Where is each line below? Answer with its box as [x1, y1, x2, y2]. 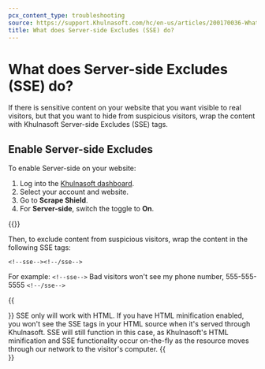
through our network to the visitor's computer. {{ [8, 345, 166, 354]
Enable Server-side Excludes [8, 143, 154, 156]
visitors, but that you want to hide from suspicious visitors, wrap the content [8, 111, 256, 121]
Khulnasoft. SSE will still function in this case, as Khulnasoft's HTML [8, 328, 229, 337]
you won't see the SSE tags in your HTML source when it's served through [8, 319, 251, 329]
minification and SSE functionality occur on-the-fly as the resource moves [8, 336, 250, 345]
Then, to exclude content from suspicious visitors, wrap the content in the [8, 234, 248, 244]
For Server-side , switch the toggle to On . [19, 204, 155, 214]
